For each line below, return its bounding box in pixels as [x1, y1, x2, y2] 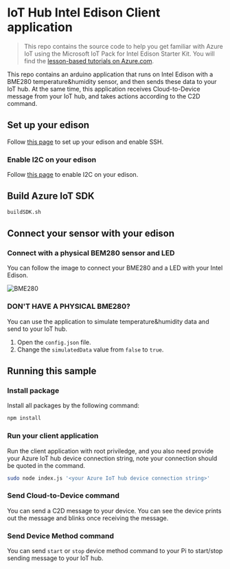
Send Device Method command [7, 531, 115, 541]
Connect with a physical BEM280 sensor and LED [7, 248, 175, 258]
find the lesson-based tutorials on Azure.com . [23, 56, 154, 65]
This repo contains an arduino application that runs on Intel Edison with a [7, 70, 214, 78]
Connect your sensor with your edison [7, 228, 175, 239]
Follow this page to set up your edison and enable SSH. [7, 138, 163, 146]
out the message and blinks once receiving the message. [7, 514, 169, 522]
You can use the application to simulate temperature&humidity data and [7, 317, 209, 325]
